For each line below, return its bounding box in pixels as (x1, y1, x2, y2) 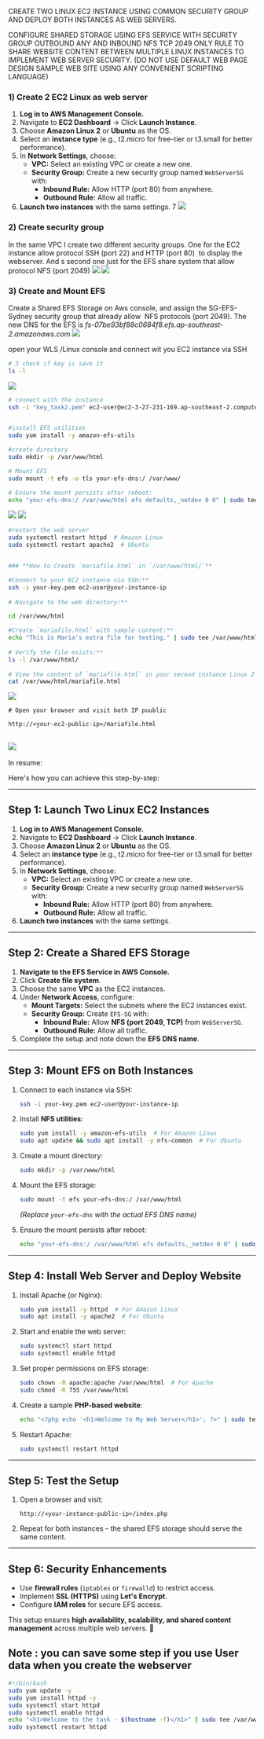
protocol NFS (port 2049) (8, 266, 90, 275)
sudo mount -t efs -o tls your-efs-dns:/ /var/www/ (8, 475, 181, 482)
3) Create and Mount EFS (8, 285, 106, 296)
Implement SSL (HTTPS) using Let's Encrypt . (19, 1591, 167, 1601)
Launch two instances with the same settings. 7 (19, 202, 177, 211)
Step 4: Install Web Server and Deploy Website (8, 1269, 242, 1283)
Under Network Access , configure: (19, 992, 135, 1001)
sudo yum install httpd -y (8, 1693, 97, 1702)
